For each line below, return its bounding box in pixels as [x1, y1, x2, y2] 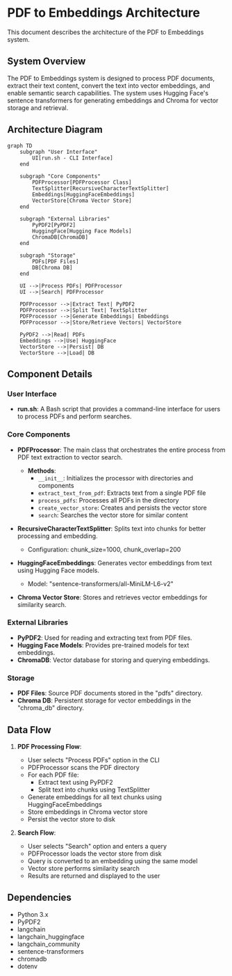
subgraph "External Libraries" [19, 215, 110, 222]
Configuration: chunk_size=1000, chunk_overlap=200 [27, 545, 181, 553]
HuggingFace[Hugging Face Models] [32, 228, 132, 235]
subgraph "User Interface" [19, 148, 98, 155]
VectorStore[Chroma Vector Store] [32, 197, 132, 204]
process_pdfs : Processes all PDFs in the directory [38, 496, 179, 504]
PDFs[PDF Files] [32, 258, 79, 265]
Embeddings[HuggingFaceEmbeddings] [32, 191, 135, 198]
